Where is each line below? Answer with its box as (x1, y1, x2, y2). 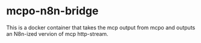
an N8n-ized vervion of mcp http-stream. (6, 30, 108, 37)
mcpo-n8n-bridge (6, 4, 99, 18)
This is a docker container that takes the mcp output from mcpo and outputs (6, 24, 196, 31)
